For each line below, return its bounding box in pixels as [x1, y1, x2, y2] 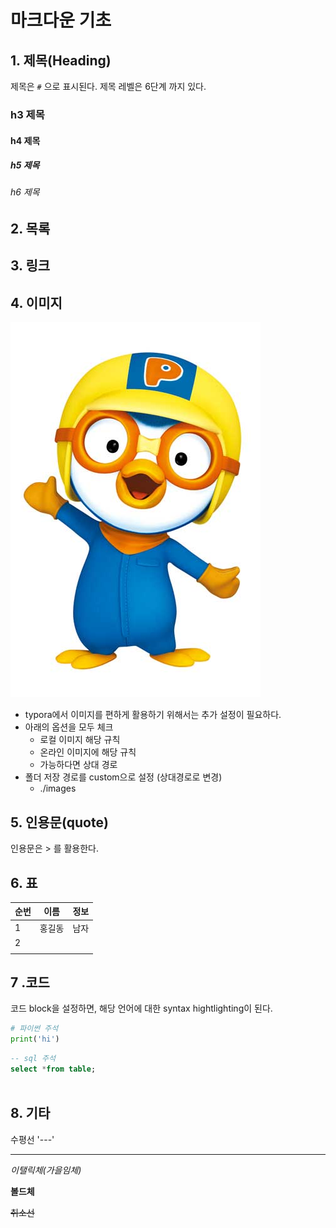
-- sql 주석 [10, 1054, 56, 1064]
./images [39, 782, 77, 795]
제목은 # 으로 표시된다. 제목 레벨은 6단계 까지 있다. [10, 81, 207, 92]
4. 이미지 [10, 294, 63, 311]
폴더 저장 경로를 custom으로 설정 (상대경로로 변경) [24, 771, 223, 783]
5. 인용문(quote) [10, 814, 109, 831]
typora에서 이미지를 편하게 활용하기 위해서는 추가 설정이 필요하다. [24, 709, 282, 721]
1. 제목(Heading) [10, 52, 112, 69]
